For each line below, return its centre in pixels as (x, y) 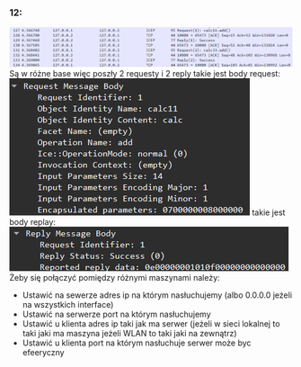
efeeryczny (43, 353)
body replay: (33, 222)
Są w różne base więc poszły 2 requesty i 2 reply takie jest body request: (145, 74)
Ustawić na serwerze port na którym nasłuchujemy (116, 314)
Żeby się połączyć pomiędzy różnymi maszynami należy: (115, 278)
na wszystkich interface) (68, 305)
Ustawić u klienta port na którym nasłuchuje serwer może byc (137, 343)
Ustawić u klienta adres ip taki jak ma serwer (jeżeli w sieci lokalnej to (151, 324)
